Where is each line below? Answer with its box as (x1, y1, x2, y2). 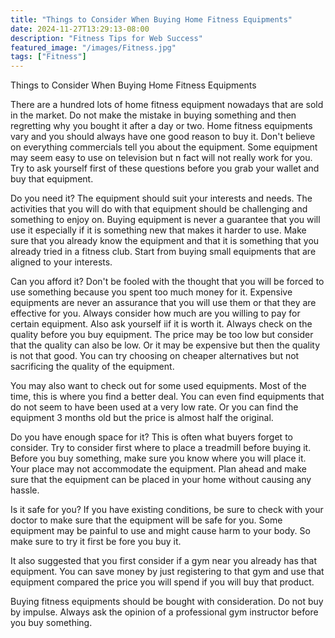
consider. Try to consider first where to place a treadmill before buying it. (10, 442, 312, 454)
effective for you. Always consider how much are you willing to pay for (10, 307, 301, 320)
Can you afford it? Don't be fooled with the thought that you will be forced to (10, 276, 325, 288)
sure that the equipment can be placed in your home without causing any (10, 474, 312, 486)
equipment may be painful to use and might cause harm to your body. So (10, 525, 311, 537)
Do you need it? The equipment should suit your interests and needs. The (10, 192, 313, 205)
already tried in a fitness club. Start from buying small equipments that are (10, 246, 317, 258)
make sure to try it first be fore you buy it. (10, 536, 182, 548)
